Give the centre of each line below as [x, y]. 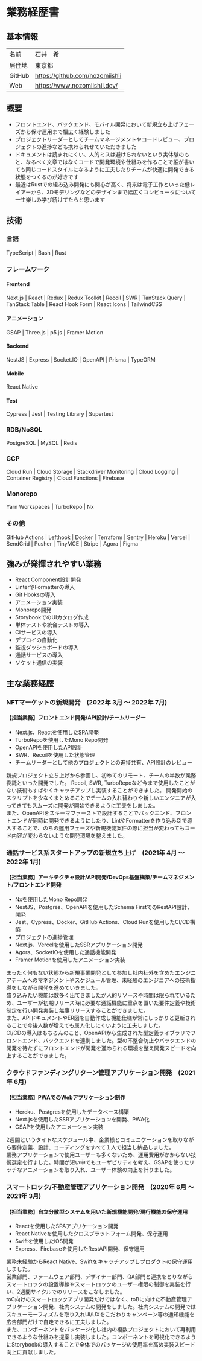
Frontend [18, 284]
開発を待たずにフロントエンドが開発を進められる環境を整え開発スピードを [99, 1048]
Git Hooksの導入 [35, 594]
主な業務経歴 [30, 684]
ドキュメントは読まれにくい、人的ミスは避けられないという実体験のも [102, 154]
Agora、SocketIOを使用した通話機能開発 [65, 952]
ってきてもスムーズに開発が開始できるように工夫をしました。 [82, 805]
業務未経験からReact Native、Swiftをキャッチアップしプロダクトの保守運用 [99, 1261]
